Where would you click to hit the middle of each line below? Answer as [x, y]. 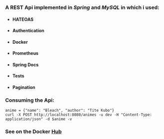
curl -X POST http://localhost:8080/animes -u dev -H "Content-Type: [79, 115]
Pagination [24, 87]
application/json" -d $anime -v [39, 119]
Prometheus [25, 53]
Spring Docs [25, 65]
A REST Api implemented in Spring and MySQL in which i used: [82, 7]
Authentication [28, 31]
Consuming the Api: [30, 100]
